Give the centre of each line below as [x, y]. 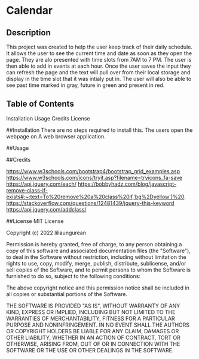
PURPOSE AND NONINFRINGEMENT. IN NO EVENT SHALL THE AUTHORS [98, 325]
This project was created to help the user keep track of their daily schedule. [99, 47]
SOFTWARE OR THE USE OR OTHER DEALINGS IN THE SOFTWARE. [90, 350]
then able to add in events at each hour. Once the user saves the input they [99, 66]
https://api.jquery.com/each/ [41, 184]
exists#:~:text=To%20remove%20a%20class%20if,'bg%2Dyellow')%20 [95, 197]
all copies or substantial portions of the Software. [67, 294]
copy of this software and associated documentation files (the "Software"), [99, 251]
